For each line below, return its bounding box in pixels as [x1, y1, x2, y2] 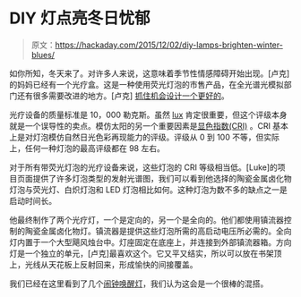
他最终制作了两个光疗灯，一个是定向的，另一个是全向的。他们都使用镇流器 [9, 214, 284, 225]
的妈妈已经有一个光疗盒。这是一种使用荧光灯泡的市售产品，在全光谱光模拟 [9, 79, 284, 89]
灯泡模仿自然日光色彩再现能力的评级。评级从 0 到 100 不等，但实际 [32, 132, 279, 142]
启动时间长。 [9, 195, 56, 206]
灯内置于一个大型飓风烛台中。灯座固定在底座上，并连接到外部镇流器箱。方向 [9, 236, 292, 247]
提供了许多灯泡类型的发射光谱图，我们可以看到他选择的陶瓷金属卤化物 [32, 173, 292, 183]
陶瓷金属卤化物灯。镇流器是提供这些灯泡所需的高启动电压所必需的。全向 [24, 225, 292, 236]
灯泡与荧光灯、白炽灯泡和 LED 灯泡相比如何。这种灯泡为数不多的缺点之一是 [9, 184, 288, 195]
